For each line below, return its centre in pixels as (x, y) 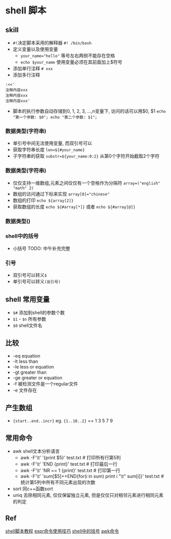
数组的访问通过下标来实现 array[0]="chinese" (61, 194)
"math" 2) (23, 188)
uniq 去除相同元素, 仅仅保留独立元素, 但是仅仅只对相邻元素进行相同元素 (88, 495)
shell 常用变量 (27, 299)
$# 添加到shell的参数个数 (39, 312)
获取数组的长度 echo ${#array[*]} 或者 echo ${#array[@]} (74, 206)
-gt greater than (30, 372)
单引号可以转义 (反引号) (36, 282)
